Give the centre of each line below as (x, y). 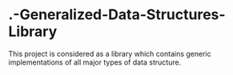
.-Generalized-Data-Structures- (117, 15)
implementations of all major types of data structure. (95, 62)
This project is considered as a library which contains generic (110, 53)
